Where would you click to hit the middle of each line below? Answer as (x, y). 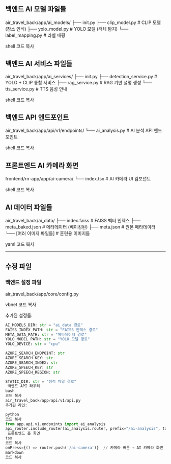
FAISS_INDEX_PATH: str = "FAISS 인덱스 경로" (52, 330)
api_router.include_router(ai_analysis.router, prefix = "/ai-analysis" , (83, 429)
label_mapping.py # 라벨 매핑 (35, 35)
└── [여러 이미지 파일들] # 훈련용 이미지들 (48, 234)
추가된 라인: (17, 405)
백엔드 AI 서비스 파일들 (39, 64)
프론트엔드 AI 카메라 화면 (42, 165)
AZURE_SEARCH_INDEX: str (32, 363)
